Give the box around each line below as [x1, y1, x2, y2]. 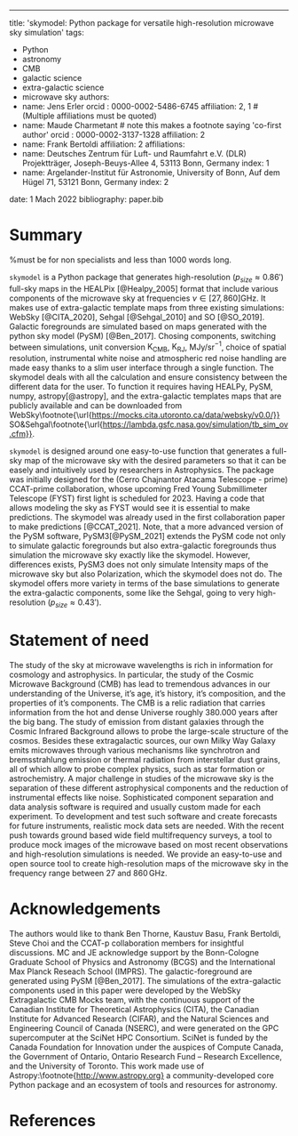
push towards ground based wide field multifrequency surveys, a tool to [9, 829, 272, 841]
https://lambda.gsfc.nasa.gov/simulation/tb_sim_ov [102, 419, 288, 430]
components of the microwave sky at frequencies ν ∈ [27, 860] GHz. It [9, 293, 266, 303]
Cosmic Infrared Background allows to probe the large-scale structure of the [9, 726, 289, 737]
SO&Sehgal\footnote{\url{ [9, 419, 104, 430]
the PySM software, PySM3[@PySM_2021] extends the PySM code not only [9, 531, 286, 542]
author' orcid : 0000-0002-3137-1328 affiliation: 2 [21, 130, 206, 140]
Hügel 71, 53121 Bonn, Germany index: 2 [21, 177, 169, 187]
